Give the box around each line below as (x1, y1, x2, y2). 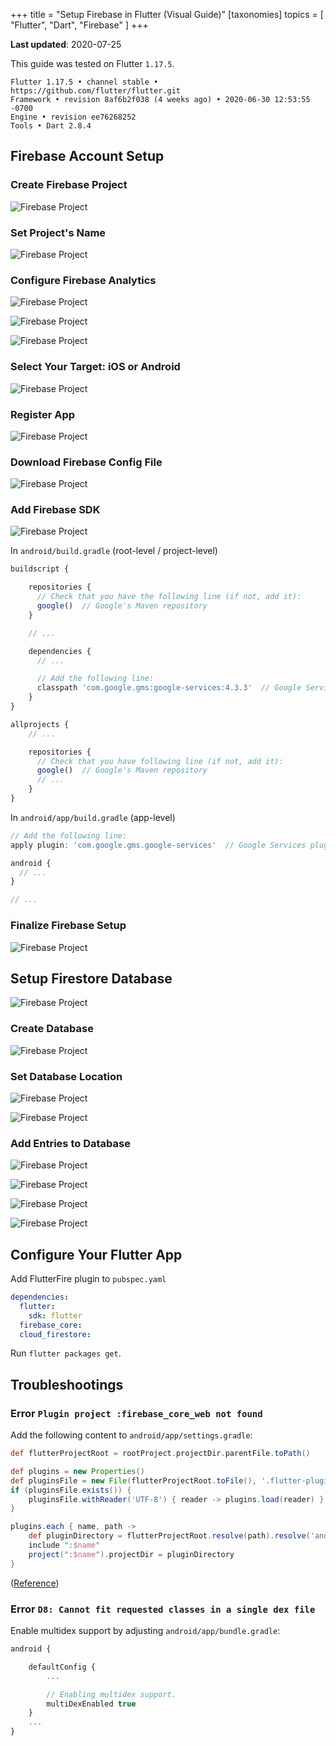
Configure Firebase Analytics (10, 273, 157, 287)
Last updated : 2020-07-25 (10, 39, 122, 50)
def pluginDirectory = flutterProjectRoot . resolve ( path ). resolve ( (28, 1531, 311, 1541)
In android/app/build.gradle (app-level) (10, 811, 176, 823)
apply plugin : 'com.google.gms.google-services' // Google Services (10, 840, 307, 850)
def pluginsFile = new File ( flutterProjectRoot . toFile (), (10, 1475, 257, 1486)
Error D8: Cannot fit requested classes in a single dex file (10, 1602, 316, 1616)
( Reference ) (10, 1577, 60, 1589)
